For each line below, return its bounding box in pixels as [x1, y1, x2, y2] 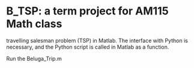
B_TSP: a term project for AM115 [6, 4, 169, 18]
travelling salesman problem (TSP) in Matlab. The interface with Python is [6, 37, 188, 44]
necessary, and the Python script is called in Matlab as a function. [6, 43, 169, 51]
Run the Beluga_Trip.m [6, 55, 62, 62]
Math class [6, 17, 62, 31]
